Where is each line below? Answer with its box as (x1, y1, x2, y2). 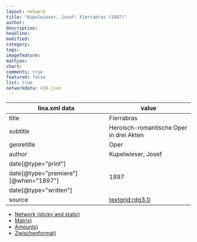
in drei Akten (109, 131, 144, 139)
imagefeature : (6, 52, 41, 58)
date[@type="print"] (9, 160, 66, 168)
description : (6, 25, 38, 31)
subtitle (9, 127, 30, 135)
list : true (6, 80, 33, 86)
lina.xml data (38, 104, 75, 112)
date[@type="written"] (9, 186, 73, 194)
